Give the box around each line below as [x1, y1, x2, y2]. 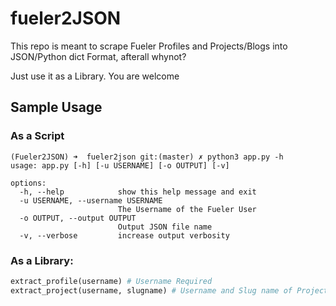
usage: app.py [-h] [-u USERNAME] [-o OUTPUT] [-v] [10, 160, 230, 171]
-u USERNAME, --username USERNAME [19, 195, 163, 206]
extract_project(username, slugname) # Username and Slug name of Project [10, 285, 329, 296]
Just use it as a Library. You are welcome [10, 70, 180, 82]
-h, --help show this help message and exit [19, 187, 257, 197]
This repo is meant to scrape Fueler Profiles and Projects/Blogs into [10, 40, 288, 52]
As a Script [10, 129, 65, 143]
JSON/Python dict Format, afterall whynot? [10, 50, 187, 62]
